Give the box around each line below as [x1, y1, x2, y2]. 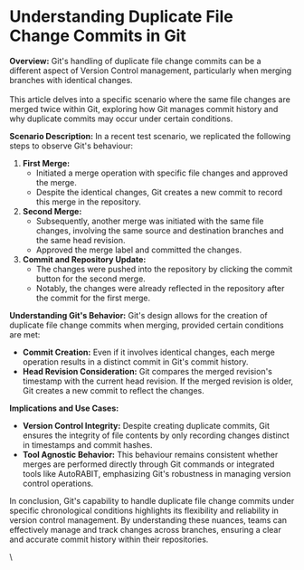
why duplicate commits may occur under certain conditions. [9, 113, 233, 124]
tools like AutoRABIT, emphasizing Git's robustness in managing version [22, 468, 291, 479]
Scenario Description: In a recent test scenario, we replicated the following [9, 130, 291, 141]
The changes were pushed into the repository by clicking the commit [35, 263, 293, 274]
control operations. [22, 478, 94, 489]
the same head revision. [35, 234, 126, 245]
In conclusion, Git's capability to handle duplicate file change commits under [9, 495, 295, 506]
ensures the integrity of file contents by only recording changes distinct [22, 430, 290, 441]
